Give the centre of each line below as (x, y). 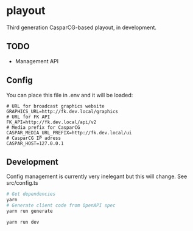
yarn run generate (30, 211)
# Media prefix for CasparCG (43, 127)
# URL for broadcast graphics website (55, 106)
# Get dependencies (31, 194)
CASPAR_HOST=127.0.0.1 (35, 143)
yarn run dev (23, 222)
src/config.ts (22, 183)
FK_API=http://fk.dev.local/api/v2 (51, 122)
